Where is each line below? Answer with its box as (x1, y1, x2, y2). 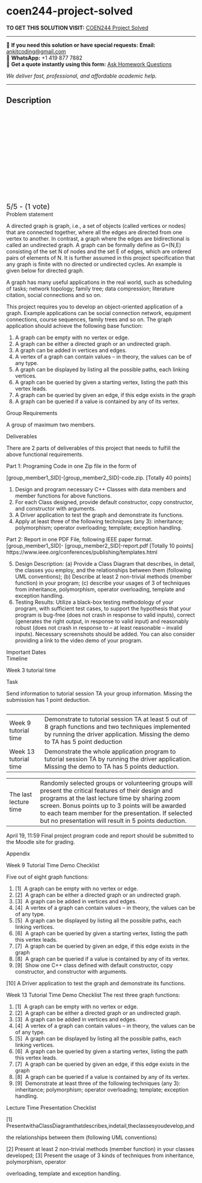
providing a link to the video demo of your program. (14, 636, 143, 644)
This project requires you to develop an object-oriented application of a (6, 303, 183, 310)
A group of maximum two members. (6, 421, 96, 428)
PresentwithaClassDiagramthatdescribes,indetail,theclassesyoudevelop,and (6, 1122, 195, 1129)
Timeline (6, 654, 28, 662)
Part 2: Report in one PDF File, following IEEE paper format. (6, 535, 153, 542)
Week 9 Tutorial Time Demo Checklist (6, 861, 100, 868)
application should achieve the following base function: (6, 322, 143, 329)
